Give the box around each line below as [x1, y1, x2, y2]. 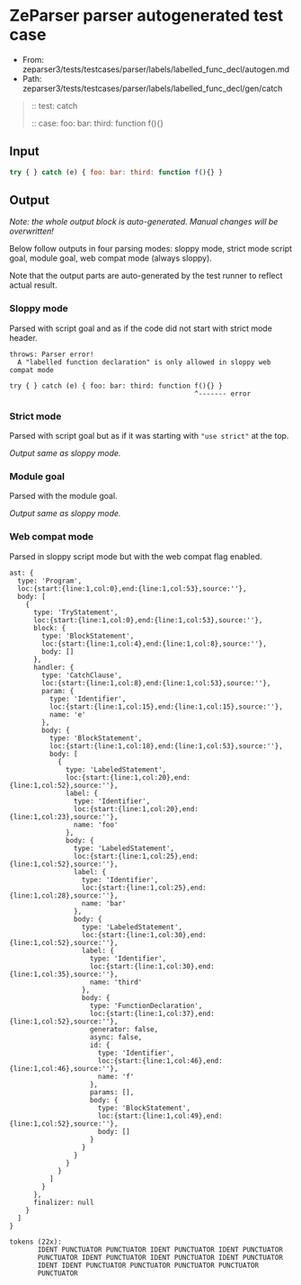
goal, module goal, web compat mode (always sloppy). [9, 253, 213, 263]
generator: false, [89, 1024, 159, 1034]
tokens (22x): [9, 1237, 63, 1246]
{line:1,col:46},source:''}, [9, 1064, 119, 1073]
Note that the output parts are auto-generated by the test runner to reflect [9, 271, 283, 281]
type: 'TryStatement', [32, 608, 119, 617]
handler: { [32, 663, 75, 672]
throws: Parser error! [9, 350, 94, 359]
